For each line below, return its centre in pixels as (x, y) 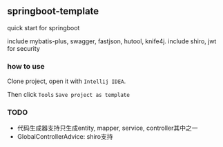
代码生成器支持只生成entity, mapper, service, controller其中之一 (107, 128)
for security (23, 48)
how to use (26, 66)
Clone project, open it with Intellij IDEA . (67, 81)
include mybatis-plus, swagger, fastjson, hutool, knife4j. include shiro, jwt (112, 41)
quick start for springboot (43, 27)
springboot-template (53, 11)
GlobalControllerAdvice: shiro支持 (65, 137)
